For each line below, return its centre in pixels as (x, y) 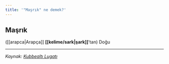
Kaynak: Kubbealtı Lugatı (31, 56)
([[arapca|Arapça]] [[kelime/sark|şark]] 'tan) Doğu (58, 42)
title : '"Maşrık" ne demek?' (36, 10)
